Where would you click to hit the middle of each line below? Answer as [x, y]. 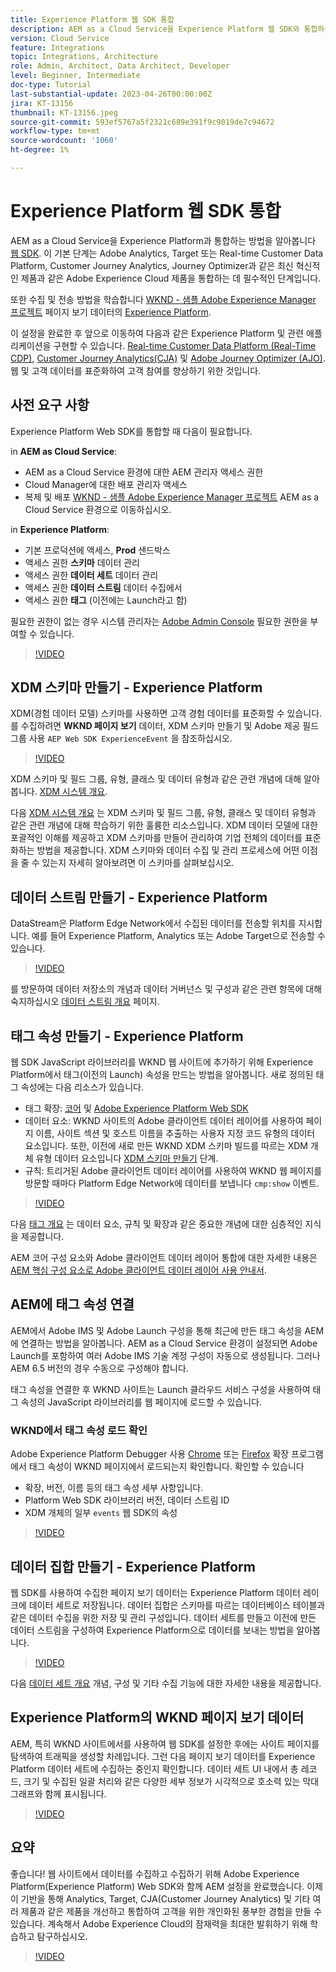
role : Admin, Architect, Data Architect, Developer [120, 66]
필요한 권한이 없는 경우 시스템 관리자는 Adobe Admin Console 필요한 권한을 [159, 621]
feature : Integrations [57, 47]
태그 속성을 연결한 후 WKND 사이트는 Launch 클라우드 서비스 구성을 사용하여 [160, 1389]
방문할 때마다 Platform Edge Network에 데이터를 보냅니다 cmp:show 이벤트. [172, 1183]
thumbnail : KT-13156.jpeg [64, 112]
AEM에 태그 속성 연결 [72, 1304]
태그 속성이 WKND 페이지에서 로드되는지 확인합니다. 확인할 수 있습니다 [166, 1467]
